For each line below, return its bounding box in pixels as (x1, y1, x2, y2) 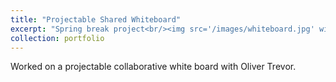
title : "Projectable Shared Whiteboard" (10, 14, 182, 25)
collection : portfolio (10, 33, 105, 43)
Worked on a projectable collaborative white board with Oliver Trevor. (10, 61, 297, 73)
